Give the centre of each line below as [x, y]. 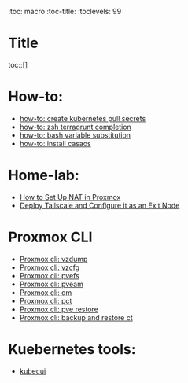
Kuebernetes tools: [72, 349]
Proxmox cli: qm [46, 292]
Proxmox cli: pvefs [50, 275]
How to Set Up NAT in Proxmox [70, 197]
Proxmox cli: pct [46, 300]
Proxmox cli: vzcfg [50, 267]
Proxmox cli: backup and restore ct [76, 317]
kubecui [33, 371]
